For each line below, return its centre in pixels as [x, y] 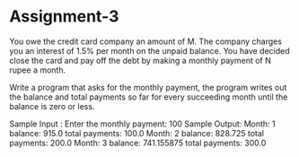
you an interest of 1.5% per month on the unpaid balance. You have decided [149, 50]
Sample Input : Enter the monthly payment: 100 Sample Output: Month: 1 [142, 124]
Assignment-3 [64, 17]
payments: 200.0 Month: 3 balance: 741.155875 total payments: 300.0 [138, 143]
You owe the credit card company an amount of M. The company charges [146, 41]
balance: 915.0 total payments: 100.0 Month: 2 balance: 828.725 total [137, 133]
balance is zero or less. [52, 106]
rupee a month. [38, 70]
